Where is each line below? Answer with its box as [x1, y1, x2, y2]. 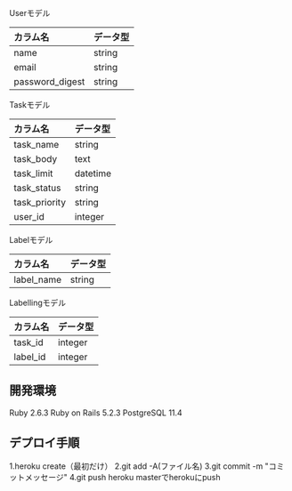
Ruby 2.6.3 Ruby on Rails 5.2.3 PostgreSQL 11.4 [9, 407, 182, 418]
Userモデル [9, 8, 51, 18]
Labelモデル [9, 235, 53, 245]
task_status [13, 181, 61, 194]
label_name [13, 274, 62, 286]
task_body [13, 153, 58, 165]
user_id [13, 211, 45, 222]
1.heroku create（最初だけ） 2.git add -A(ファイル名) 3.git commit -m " [9, 461, 269, 471]
